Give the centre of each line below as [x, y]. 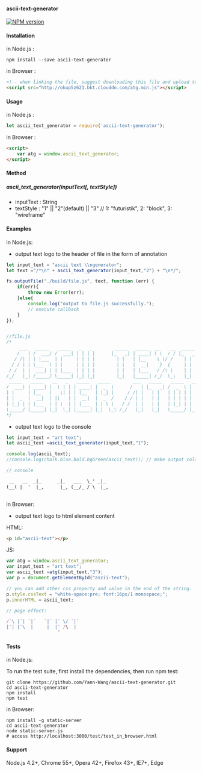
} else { [25, 298]
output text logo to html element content [65, 515]
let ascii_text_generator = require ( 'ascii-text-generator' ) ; [86, 126]
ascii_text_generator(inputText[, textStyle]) [62, 187]
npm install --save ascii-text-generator [59, 60]
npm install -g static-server [44, 721]
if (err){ [28, 287]
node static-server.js [35, 731]
